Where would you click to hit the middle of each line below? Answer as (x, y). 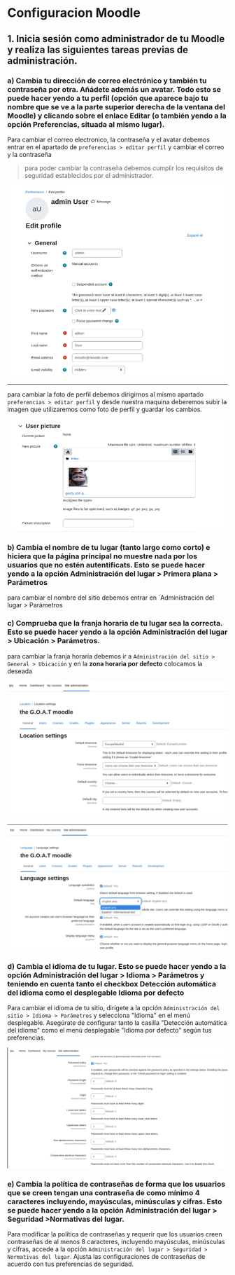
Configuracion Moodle (74, 13)
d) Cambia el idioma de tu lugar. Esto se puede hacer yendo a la (117, 967)
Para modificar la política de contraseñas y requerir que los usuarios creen (115, 1234)
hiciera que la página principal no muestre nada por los (102, 556)
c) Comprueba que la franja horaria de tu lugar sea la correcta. (115, 623)
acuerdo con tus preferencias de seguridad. (71, 1264)
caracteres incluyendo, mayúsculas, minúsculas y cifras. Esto (115, 1201)
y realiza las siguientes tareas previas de (98, 49)
